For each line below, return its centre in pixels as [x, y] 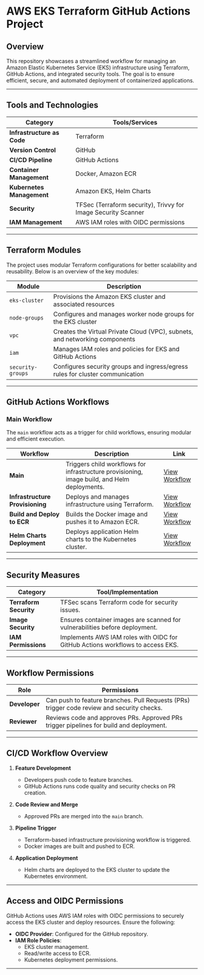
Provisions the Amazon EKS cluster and [109, 296]
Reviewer [23, 721]
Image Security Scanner [110, 212]
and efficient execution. [36, 439]
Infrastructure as [34, 132]
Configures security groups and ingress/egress [121, 366]
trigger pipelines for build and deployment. [106, 725]
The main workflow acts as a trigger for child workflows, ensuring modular [99, 433]
